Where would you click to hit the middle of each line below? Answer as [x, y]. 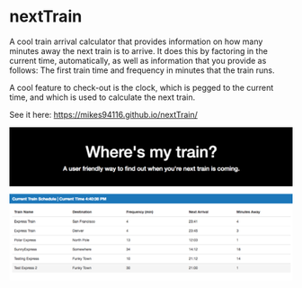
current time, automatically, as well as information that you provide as [138, 60]
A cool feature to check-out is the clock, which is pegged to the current [142, 87]
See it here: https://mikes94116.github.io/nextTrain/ [103, 114]
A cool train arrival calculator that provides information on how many [136, 41]
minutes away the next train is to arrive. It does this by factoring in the [138, 50]
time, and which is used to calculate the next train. [102, 97]
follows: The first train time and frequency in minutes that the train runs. [142, 70]
